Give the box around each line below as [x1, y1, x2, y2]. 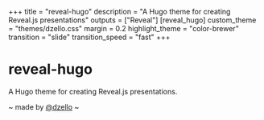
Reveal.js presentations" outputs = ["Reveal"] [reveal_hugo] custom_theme [8, 15, 257, 25]
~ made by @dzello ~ [8, 102, 80, 111]
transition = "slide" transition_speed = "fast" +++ [8, 32, 171, 42]
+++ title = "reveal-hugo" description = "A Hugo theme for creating [8, 7, 231, 16]
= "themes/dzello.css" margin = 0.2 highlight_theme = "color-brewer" [8, 24, 239, 33]
